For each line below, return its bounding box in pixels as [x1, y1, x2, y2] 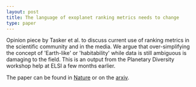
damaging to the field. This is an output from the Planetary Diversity [6, 56, 175, 63]
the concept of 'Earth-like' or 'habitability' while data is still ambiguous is [6, 50, 187, 57]
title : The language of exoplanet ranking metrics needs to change [6, 14, 180, 21]
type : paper [6, 20, 36, 26]
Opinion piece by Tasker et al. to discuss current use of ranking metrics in [6, 37, 190, 44]
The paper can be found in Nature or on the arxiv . [6, 74, 130, 82]
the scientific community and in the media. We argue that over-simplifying [6, 43, 190, 50]
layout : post [6, 8, 39, 15]
